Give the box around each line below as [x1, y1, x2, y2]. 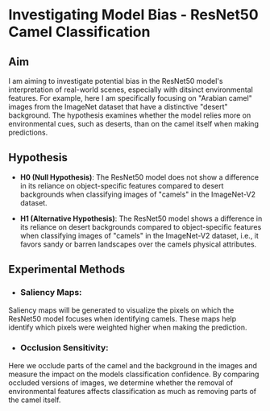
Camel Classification [8, 23, 151, 41]
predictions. [8, 127, 48, 137]
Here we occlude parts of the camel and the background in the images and [8, 360, 258, 370]
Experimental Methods [8, 263, 126, 276]
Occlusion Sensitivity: [19, 342, 109, 354]
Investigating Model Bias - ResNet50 [8, 6, 260, 24]
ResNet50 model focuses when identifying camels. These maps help [8, 313, 237, 323]
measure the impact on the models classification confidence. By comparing [8, 369, 260, 379]
